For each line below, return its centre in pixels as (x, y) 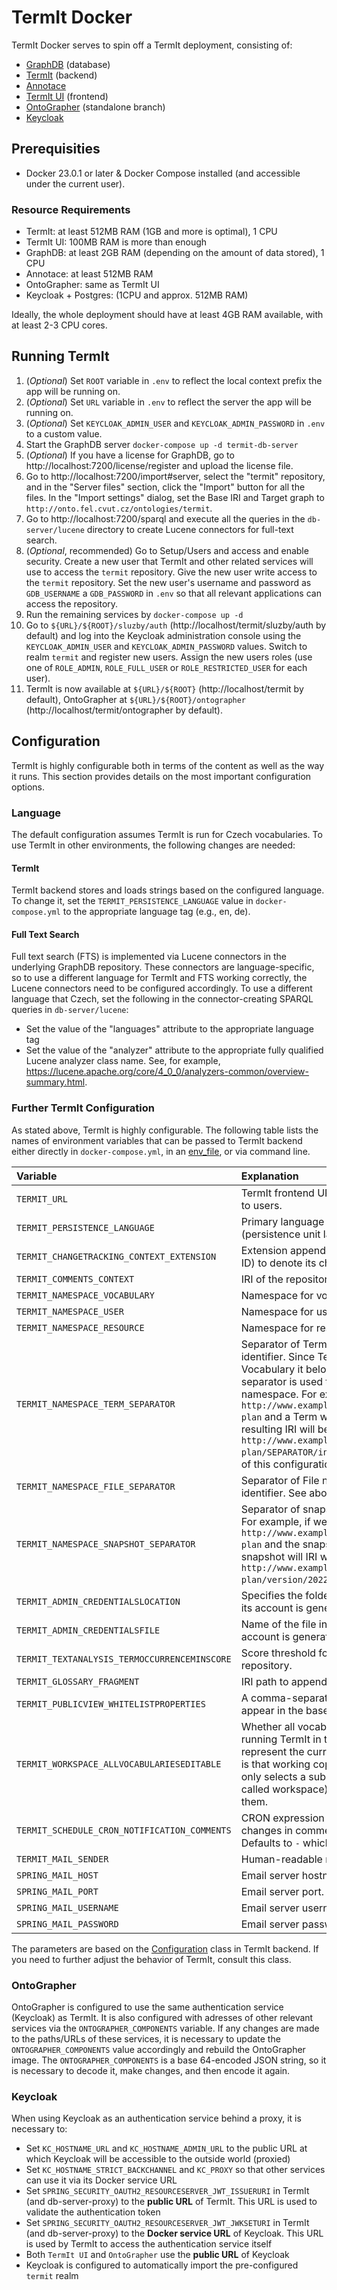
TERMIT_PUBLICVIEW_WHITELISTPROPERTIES (111, 1704)
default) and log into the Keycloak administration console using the (163, 635)
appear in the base (284, 1710)
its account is (272, 1608)
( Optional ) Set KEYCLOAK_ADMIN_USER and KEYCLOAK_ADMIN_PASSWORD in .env (175, 423)
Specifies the (272, 1595)
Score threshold (278, 1653)
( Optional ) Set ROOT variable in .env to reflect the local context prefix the (174, 380)
